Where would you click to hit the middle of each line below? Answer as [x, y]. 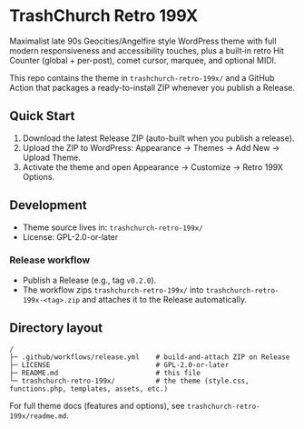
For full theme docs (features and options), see [98, 405]
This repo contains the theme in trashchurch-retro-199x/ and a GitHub [142, 77]
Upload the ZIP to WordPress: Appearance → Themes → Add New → [151, 147]
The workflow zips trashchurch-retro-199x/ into [113, 289]
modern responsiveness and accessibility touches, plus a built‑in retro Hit [147, 50]
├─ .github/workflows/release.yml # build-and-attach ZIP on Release [150, 357]
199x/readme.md [38, 416]
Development [49, 205]
